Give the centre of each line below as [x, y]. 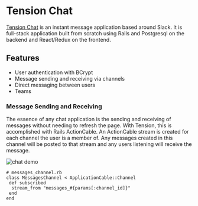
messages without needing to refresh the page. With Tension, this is [89, 125]
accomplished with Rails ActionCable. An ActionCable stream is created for [98, 132]
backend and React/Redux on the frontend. [59, 39]
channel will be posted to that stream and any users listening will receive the [99, 144]
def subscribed [27, 183]
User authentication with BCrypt [54, 72]
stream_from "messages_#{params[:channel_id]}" [71, 188]
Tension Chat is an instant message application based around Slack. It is [94, 27]
